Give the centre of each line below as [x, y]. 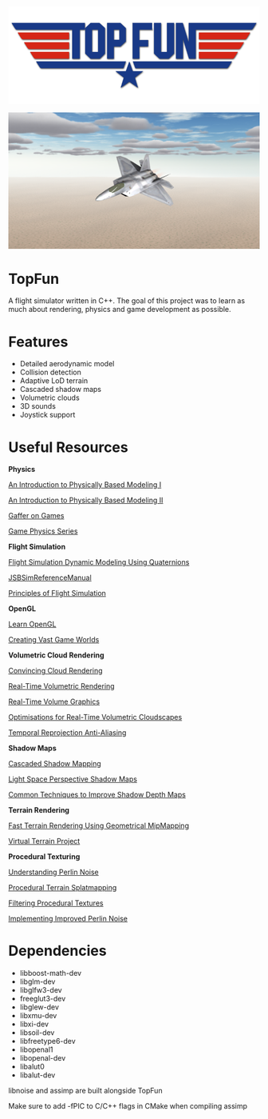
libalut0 [32, 1067]
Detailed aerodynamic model [67, 364]
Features [38, 342]
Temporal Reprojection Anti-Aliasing [67, 733]
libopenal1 [36, 1049]
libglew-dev [39, 1007]
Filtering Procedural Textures [56, 903]
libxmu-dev [38, 1016]
